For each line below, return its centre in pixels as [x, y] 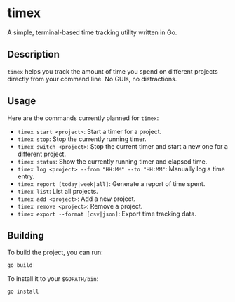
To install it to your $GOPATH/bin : [53, 279]
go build [20, 265]
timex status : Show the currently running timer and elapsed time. [112, 161]
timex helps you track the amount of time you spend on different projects [113, 71]
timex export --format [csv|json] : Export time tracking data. [107, 214]
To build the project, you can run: [55, 252]
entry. [26, 176]
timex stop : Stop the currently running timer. [82, 139]
